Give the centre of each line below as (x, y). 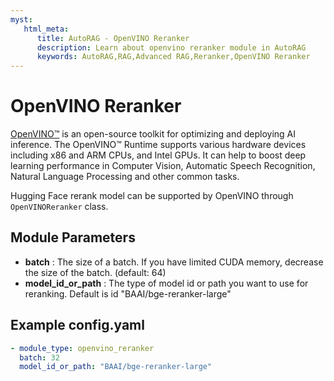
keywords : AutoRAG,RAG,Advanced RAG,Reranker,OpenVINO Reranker (173, 57)
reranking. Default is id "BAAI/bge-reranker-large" (128, 293)
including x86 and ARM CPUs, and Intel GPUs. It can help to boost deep (158, 155)
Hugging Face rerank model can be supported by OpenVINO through (152, 196)
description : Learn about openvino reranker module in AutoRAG (171, 47)
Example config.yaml (77, 325)
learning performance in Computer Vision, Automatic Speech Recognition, (163, 166)
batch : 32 (39, 357)
